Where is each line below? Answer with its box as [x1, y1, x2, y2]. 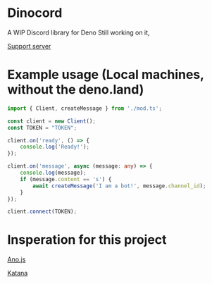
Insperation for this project [7, 232, 167, 248]
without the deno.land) [7, 82, 144, 98]
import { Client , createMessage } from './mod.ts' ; [7, 104, 162, 112]
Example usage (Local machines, [7, 67, 204, 82]
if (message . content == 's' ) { [20, 175, 112, 183]
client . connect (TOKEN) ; [7, 208, 77, 216]
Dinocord [7, 5, 63, 21]
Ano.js [7, 255, 26, 264]
